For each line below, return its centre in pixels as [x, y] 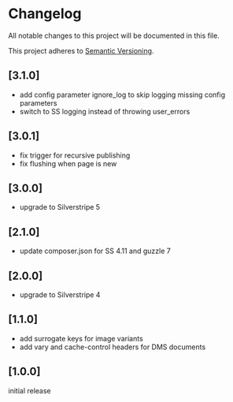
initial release [30, 390]
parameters [38, 102]
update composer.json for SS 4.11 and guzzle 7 [95, 251]
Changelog [45, 14]
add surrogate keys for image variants [81, 338]
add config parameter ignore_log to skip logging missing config [122, 95]
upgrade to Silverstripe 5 [60, 207]
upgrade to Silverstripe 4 [60, 295]
